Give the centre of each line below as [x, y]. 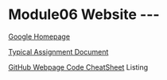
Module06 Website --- [84, 15]
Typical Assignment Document [58, 51]
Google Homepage [39, 36]
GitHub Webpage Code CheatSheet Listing [78, 67]
